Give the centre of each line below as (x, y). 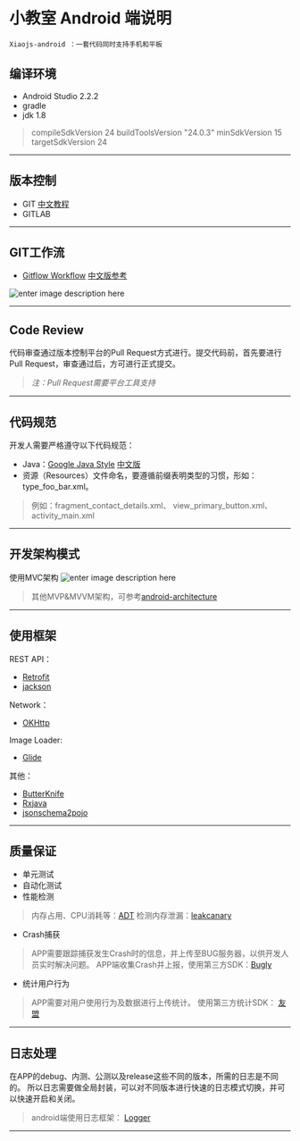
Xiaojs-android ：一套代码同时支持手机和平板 (86, 44)
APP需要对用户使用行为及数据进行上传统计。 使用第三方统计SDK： (154, 1003)
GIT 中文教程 (46, 204)
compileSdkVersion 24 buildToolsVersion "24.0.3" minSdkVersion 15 (157, 132)
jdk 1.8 (34, 115)
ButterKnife (43, 793)
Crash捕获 (41, 935)
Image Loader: (36, 740)
